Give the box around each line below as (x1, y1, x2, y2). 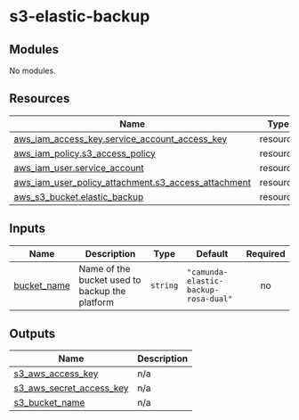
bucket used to (78, 274, 141, 286)
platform (78, 296, 114, 309)
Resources (9, 91, 70, 106)
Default (196, 247, 229, 259)
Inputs (9, 221, 46, 236)
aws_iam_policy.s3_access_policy (13, 147, 156, 160)
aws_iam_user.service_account (13, 161, 144, 174)
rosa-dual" (186, 293, 233, 304)
